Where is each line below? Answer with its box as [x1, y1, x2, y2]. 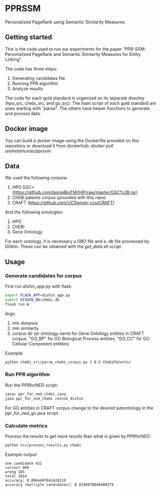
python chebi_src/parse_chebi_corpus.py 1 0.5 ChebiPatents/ [5, 360, 131, 364]
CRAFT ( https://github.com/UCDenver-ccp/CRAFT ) [12, 200, 115, 206]
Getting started [5, 33, 52, 41]
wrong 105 [5, 469, 25, 474]
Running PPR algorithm [12, 80, 58, 86]
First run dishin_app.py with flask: [5, 283, 73, 290]
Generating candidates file [12, 75, 65, 81]
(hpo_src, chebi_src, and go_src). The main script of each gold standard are [5, 100, 157, 106]
